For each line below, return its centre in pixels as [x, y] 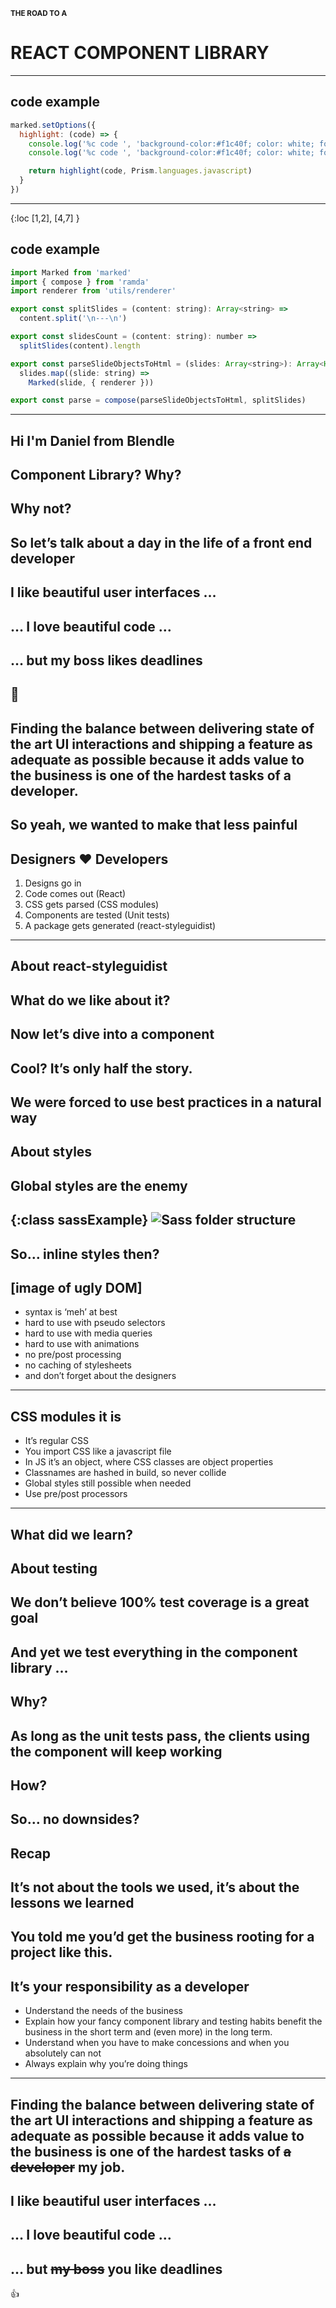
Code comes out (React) [75, 894]
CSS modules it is [66, 1416]
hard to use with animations [82, 1344]
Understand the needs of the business [103, 2011]
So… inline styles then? [85, 1254]
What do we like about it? [90, 1000]
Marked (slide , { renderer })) [91, 382]
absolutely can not [63, 2053]
